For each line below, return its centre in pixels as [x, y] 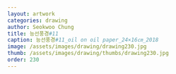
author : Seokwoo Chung [41, 27]
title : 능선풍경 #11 [33, 33]
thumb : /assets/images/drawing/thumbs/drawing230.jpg [88, 54]
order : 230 [23, 60]
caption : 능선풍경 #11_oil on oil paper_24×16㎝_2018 [83, 40]
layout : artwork [31, 14]
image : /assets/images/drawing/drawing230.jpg [77, 47]
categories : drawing [38, 20]
